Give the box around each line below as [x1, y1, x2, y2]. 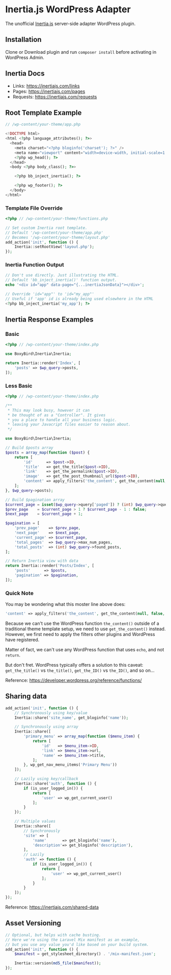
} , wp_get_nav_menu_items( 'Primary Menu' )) [23, 762, 117, 767]
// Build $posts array [5, 445, 53, 450]
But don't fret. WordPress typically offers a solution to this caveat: [5, 662, 144, 668]
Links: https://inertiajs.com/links [12, 83, 80, 89]
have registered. [5, 637, 40, 643]
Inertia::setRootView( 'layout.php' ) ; [14, 244, 95, 250]
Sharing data [5, 692, 47, 701]
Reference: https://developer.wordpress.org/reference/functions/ [5, 677, 142, 683]
